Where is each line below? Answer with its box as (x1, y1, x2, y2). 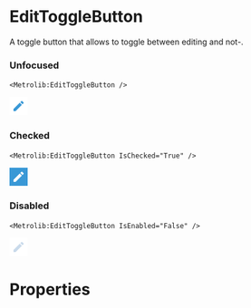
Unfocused (9, 59, 60, 72)
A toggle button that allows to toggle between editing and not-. (9, 36, 244, 47)
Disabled (9, 199, 50, 212)
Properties (9, 279, 91, 300)
